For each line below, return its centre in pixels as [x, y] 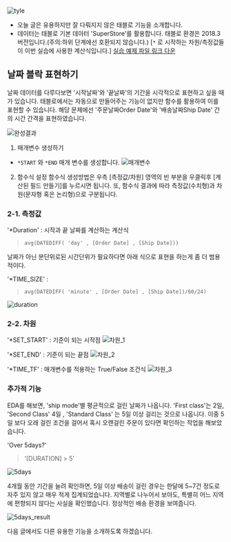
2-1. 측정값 [24, 214]
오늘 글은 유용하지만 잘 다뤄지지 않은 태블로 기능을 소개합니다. [100, 25]
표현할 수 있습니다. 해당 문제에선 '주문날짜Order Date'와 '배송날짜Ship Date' [110, 110]
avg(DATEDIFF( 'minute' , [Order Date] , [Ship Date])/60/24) [115, 292]
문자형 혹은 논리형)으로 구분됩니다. [71, 194]
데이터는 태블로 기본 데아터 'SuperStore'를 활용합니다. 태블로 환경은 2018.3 [119, 33]
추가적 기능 [24, 389]
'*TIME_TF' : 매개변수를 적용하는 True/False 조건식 [77, 370]
